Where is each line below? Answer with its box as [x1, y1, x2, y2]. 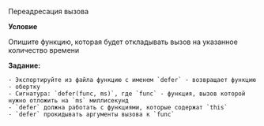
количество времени [8, 46, 80, 54]
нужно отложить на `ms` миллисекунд [8, 97, 129, 105]
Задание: [8, 61, 41, 70]
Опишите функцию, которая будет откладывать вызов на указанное [8, 37, 239, 46]
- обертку [8, 83, 41, 91]
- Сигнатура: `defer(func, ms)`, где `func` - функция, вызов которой [8, 90, 246, 98]
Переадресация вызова [8, 7, 89, 16]
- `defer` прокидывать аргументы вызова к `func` [8, 110, 175, 118]
